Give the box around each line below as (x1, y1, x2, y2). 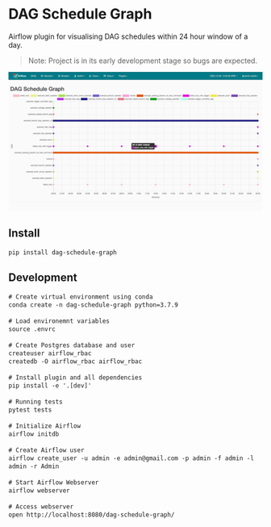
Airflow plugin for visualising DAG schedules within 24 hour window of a (8, 31, 248, 41)
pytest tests (8, 406, 52, 414)
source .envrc (8, 325, 56, 333)
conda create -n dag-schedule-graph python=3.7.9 (8, 301, 179, 309)
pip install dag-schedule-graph (8, 249, 117, 257)
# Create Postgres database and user (8, 341, 135, 349)
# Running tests (8, 398, 63, 406)
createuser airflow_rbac (8, 349, 92, 358)
